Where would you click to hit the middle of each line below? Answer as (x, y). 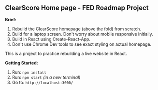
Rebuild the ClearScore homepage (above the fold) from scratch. (77, 29)
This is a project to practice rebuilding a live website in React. (66, 53)
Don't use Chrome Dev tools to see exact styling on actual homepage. (82, 44)
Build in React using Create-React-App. (51, 39)
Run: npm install (29, 72)
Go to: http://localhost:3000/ (43, 82)
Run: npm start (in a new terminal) (46, 77)
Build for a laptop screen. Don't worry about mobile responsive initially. (82, 34)
